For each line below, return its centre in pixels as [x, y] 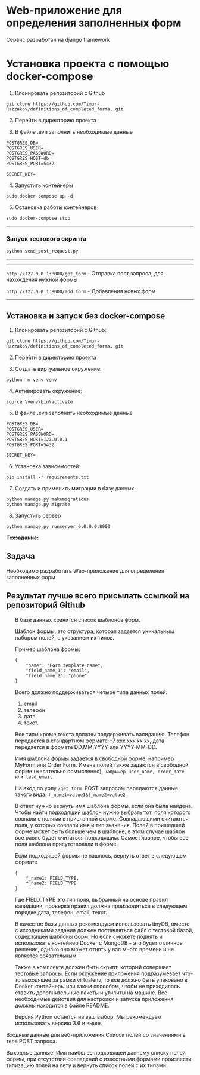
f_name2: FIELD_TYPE [51, 883]
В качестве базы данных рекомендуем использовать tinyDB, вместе [102, 924]
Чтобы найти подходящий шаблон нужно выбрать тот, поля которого [103, 812]
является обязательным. [46, 956]
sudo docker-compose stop [38, 218]
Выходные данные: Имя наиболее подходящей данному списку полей [96, 1052]
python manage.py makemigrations [48, 499]
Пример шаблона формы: [47, 649]
